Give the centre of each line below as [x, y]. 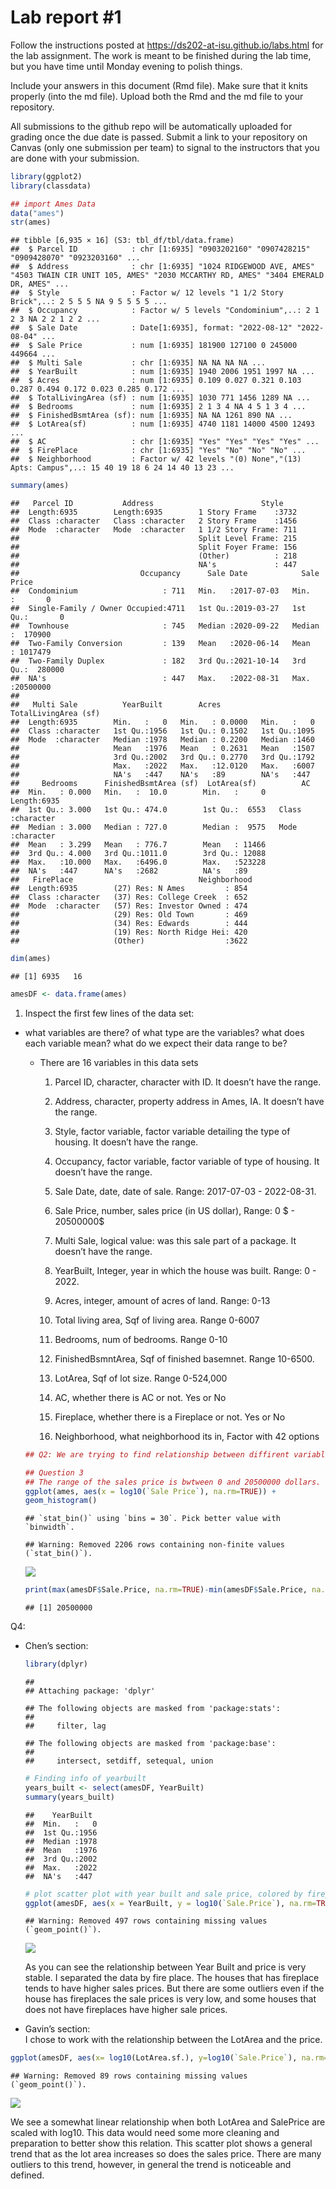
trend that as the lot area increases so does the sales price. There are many [166, 2154]
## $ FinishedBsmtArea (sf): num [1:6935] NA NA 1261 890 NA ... [151, 416]
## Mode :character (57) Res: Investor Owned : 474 [129, 906]
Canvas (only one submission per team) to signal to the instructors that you [165, 147]
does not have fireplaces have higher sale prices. [126, 2010]
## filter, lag [65, 1726]
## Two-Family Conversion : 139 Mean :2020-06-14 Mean [160, 644]
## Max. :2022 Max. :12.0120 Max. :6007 [162, 766]
